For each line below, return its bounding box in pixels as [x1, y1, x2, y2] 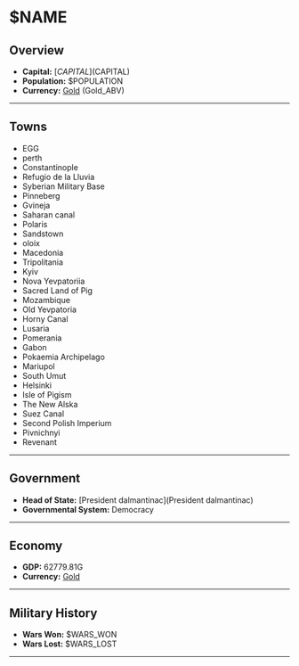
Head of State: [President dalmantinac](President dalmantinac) [21, 494, 254, 506]
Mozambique [21, 294, 71, 305]
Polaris [21, 218, 48, 229]
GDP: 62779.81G [21, 562, 84, 572]
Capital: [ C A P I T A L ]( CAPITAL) [21, 66, 131, 77]
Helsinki [21, 380, 52, 391]
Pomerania [21, 333, 62, 343]
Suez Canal [21, 408, 65, 419]
